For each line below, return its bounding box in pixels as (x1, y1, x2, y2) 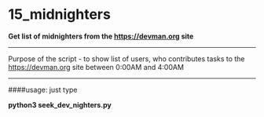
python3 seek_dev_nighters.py (8, 100, 112, 109)
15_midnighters (8, 5, 112, 24)
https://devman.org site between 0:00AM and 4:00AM (8, 62, 185, 71)
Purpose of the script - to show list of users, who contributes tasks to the (8, 53, 245, 64)
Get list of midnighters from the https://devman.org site (8, 31, 194, 41)
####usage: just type (8, 85, 78, 94)
